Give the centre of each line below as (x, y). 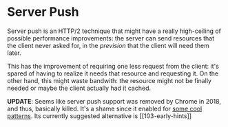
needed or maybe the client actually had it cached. (79, 88)
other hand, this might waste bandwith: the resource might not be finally (110, 80)
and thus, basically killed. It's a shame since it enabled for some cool (105, 108)
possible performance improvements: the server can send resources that (111, 38)
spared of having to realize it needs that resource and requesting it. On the (113, 73)
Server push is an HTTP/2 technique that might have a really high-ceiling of (114, 31)
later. (14, 53)
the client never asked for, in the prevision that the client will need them (108, 45)
